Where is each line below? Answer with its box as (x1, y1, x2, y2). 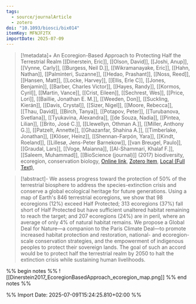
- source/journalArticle (11, 14, 72, 20)
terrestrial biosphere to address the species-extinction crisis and (20, 182, 177, 188)
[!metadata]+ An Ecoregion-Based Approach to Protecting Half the (20, 52, 181, 59)
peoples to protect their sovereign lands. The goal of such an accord (20, 244, 186, 251)
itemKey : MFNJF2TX (6, 30, 51, 36)
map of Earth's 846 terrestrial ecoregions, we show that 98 (20, 194, 163, 201)
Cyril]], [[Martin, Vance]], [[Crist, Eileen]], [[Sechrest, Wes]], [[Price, (20, 89, 184, 96)
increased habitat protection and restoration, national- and (20, 231, 161, 238)
